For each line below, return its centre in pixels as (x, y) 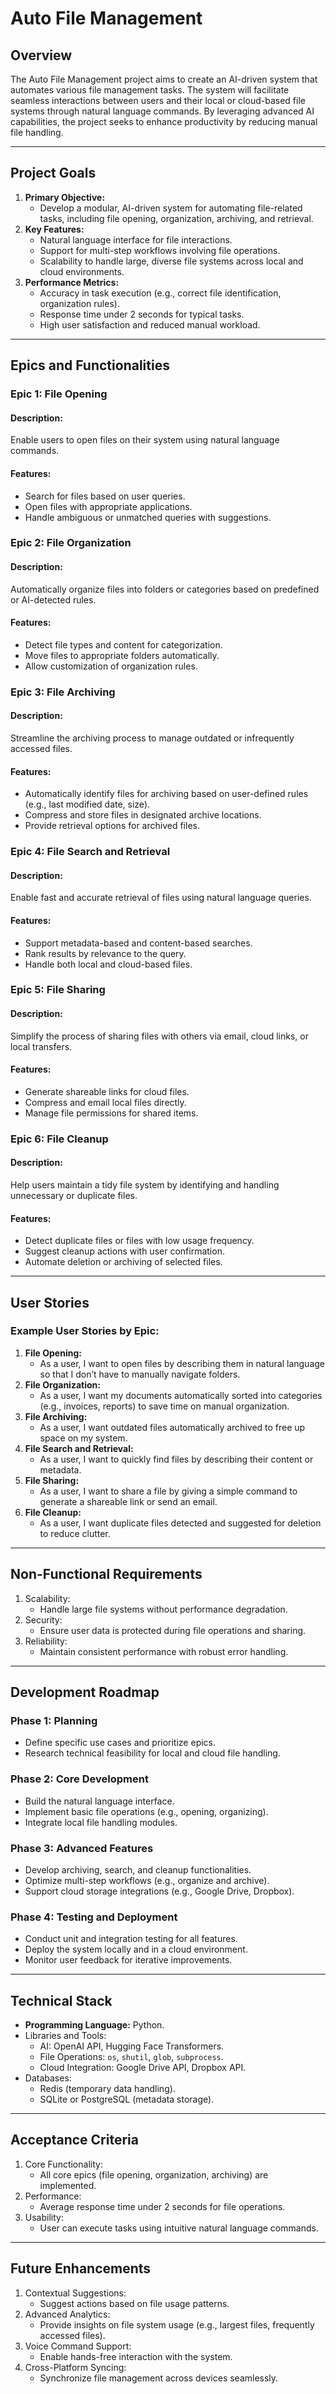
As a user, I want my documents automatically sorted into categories (181, 1395)
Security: (43, 1619)
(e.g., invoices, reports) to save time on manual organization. (164, 1406)
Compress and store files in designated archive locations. (143, 815)
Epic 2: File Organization (71, 543)
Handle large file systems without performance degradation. (163, 1609)
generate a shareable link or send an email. (128, 1501)
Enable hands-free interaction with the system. (136, 2356)
